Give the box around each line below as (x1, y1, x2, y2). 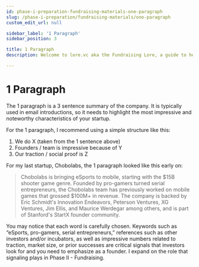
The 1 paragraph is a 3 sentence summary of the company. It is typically (6, 102, 182, 110)
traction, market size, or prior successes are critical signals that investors (6, 241, 185, 249)
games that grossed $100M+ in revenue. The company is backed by (20, 192, 187, 199)
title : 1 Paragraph (6, 47, 54, 53)
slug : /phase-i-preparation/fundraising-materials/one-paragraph (6, 14, 171, 20)
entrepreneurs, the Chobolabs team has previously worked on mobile (20, 186, 190, 193)
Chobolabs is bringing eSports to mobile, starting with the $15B (20, 173, 175, 181)
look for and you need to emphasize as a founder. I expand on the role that (6, 247, 188, 255)
